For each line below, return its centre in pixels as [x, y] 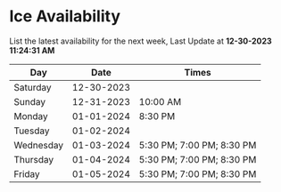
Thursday [34, 159]
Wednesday [39, 145]
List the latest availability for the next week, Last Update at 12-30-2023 [140, 41]
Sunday [30, 101]
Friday [27, 173]
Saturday [33, 87]
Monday [31, 116]
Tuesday [32, 131]
